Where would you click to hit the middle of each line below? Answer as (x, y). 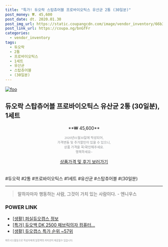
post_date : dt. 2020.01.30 (33, 19)
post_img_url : (20, 24)
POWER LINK (21, 207)
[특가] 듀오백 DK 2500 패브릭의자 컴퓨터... (54, 225)
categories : (17, 33)
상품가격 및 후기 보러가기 (84, 161)
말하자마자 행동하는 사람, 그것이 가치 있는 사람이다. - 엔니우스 (77, 194)
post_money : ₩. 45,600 (29, 15)
